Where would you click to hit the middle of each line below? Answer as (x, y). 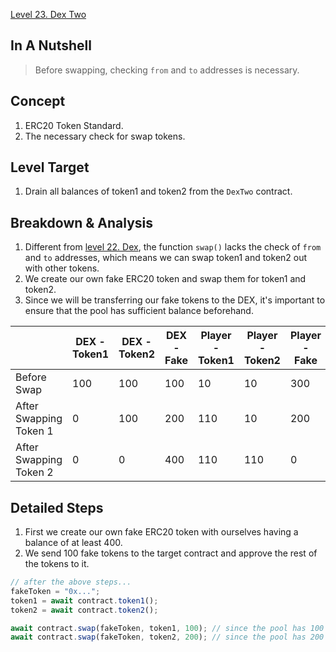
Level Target (50, 167)
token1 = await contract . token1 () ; (84, 600)
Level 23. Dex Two (48, 14)
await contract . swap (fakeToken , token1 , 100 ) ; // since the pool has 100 (167, 628)
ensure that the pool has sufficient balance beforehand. (139, 311)
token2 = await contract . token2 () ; (84, 610)
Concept (38, 101)
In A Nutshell (51, 45)
